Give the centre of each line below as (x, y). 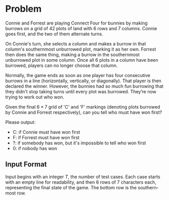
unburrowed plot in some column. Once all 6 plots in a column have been (82, 60)
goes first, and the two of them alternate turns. (54, 34)
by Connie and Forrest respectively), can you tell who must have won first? (84, 112)
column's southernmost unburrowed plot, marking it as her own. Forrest (81, 49)
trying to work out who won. (35, 97)
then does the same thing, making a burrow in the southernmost (73, 55)
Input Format (26, 165)
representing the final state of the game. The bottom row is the (71, 187)
